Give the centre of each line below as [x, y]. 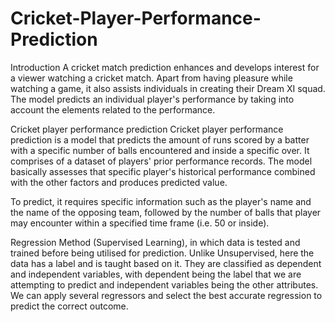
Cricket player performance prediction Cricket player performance [147, 129]
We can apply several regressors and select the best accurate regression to [166, 295]
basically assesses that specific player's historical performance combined [163, 171]
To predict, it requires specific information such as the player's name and [161, 201]
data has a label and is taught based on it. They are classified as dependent [166, 263]
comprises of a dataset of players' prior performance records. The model [161, 161]
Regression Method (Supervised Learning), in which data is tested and [155, 242]
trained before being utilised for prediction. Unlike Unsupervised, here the [162, 253]
